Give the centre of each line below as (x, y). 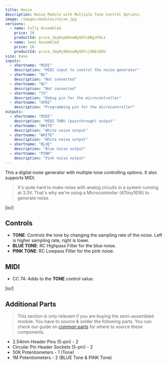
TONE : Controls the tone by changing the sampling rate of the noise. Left (87, 235)
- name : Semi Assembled (34, 42)
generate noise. (33, 198)
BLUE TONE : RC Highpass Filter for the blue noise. (64, 246)
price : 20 (24, 33)
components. (31, 332)
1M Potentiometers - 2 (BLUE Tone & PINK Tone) (62, 358)
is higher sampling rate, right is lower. (51, 240)
